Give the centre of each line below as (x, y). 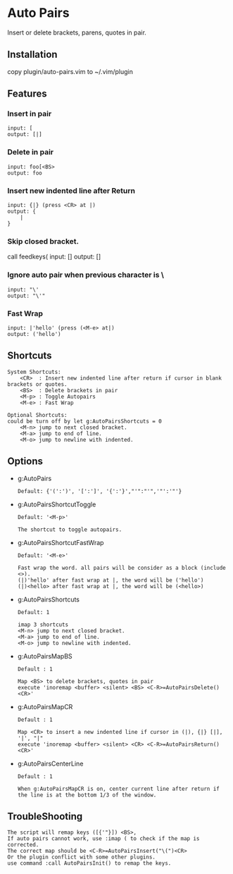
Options (25, 462)
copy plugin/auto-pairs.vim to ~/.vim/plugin (70, 71)
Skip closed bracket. (43, 241)
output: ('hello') (34, 334)
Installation (32, 55)
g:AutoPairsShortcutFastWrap (61, 542)
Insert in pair (30, 114)
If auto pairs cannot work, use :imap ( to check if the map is (103, 839)
